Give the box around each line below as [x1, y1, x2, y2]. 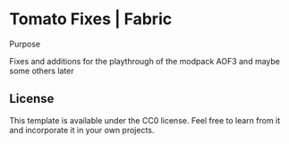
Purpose [9, 38, 41, 49]
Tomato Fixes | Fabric [9, 9, 173, 30]
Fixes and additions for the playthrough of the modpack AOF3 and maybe [9, 55, 280, 66]
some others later [9, 65, 74, 76]
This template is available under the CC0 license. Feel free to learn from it [9, 114, 281, 125]
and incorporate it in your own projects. [9, 124, 155, 135]
